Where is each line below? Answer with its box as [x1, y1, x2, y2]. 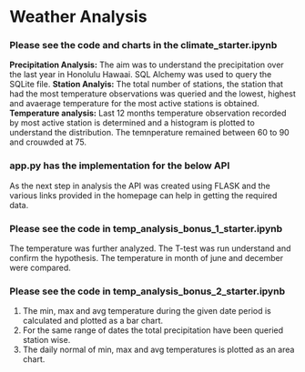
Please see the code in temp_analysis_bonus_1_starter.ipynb [9, 222, 283, 235]
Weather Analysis [9, 6, 147, 27]
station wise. [22, 335, 71, 346]
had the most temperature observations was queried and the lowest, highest [9, 88, 296, 99]
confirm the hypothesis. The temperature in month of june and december [9, 253, 284, 264]
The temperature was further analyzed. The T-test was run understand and [9, 243, 291, 254]
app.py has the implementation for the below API [9, 159, 230, 172]
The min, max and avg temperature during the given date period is [22, 306, 271, 317]
